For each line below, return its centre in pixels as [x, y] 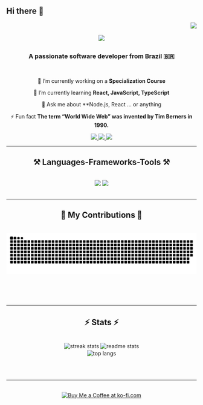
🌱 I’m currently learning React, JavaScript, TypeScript [101, 92]
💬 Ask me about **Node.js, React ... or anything [101, 104]
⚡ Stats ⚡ [101, 322]
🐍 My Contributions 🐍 [101, 215]
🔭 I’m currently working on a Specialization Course [101, 81]
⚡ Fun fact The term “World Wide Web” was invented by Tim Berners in [101, 116]
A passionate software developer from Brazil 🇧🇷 [101, 56]
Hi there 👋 [25, 11]
